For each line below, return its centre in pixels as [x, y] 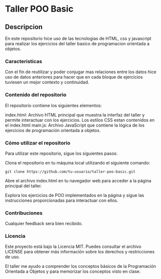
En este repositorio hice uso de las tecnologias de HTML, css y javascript [78, 38]
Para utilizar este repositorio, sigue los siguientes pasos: [61, 153]
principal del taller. [24, 186]
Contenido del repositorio [36, 95]
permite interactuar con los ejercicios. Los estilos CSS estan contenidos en [80, 120]
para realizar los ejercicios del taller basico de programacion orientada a [77, 44]
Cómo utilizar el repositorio [38, 143]
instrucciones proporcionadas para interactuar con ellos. [62, 200]
